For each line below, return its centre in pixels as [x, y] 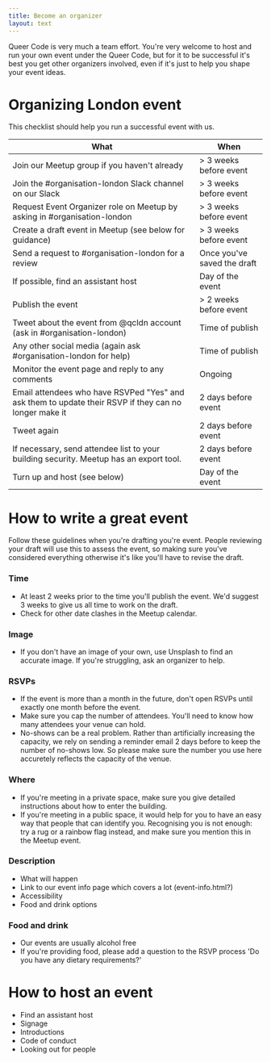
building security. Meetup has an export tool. [97, 459]
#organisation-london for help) [71, 356]
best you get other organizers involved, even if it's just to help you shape [129, 63]
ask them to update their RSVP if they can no [97, 403]
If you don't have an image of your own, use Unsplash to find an [127, 651]
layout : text [30, 23]
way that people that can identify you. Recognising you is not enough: [136, 823]
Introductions [42, 1032]
